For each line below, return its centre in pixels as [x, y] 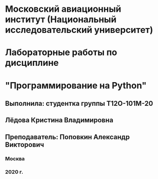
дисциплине [32, 63]
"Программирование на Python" [76, 85]
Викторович [25, 144]
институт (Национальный [61, 19]
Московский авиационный [63, 9]
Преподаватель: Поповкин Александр [67, 137]
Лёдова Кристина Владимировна [59, 120]
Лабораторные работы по [61, 52]
